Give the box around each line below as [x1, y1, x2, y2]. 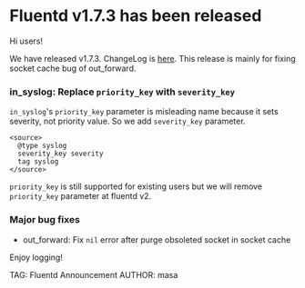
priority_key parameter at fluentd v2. [9, 191, 152, 202]
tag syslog [17, 157, 59, 166]
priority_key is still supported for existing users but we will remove [9, 181, 262, 192]
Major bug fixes [9, 214, 80, 226]
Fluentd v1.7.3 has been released [9, 5, 262, 26]
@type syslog [17, 142, 67, 151]
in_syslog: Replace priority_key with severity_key [9, 85, 235, 98]
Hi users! [9, 35, 44, 46]
